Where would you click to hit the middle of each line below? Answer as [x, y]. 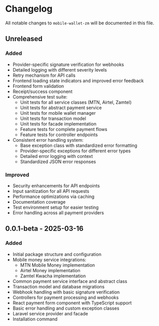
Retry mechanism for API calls [44, 75]
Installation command [35, 319]
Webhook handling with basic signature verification [66, 292]
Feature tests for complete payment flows [64, 129]
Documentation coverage [39, 202]
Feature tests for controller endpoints [59, 135]
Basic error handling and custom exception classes [66, 308]
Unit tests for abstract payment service [61, 108]
